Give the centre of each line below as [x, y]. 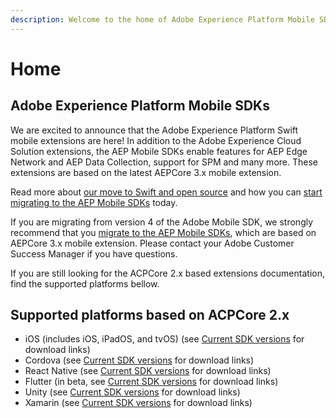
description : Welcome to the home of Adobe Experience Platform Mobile [162, 19]
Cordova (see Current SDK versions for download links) [139, 360]
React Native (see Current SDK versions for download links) [148, 371]
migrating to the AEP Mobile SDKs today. [94, 202]
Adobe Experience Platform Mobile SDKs [140, 106]
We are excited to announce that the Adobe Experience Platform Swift [154, 130]
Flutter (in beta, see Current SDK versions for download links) [151, 382]
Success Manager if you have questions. [94, 253]
